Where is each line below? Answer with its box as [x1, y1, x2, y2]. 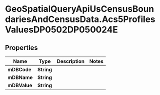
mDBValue [7, 82, 33, 89]
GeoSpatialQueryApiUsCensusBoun [5, 3, 155, 15]
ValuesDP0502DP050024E [5, 24, 118, 35]
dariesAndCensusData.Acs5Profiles [5, 14, 156, 25]
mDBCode [7, 66, 32, 73]
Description [57, 58, 85, 64]
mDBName [7, 74, 33, 81]
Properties [5, 43, 38, 52]
